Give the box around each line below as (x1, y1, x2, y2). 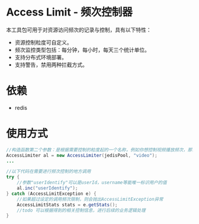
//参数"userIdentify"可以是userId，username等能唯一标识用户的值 (17, 179, 167, 186)
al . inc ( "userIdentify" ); (17, 185, 78, 191)
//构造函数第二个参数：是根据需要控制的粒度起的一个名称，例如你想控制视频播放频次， (6, 147, 188, 153)
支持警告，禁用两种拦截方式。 (14, 61, 88, 68)
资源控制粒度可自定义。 (14, 39, 72, 46)
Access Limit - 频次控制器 (6, 5, 133, 19)
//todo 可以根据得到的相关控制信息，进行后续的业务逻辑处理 (17, 207, 146, 213)
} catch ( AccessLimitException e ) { (6, 191, 97, 197)
